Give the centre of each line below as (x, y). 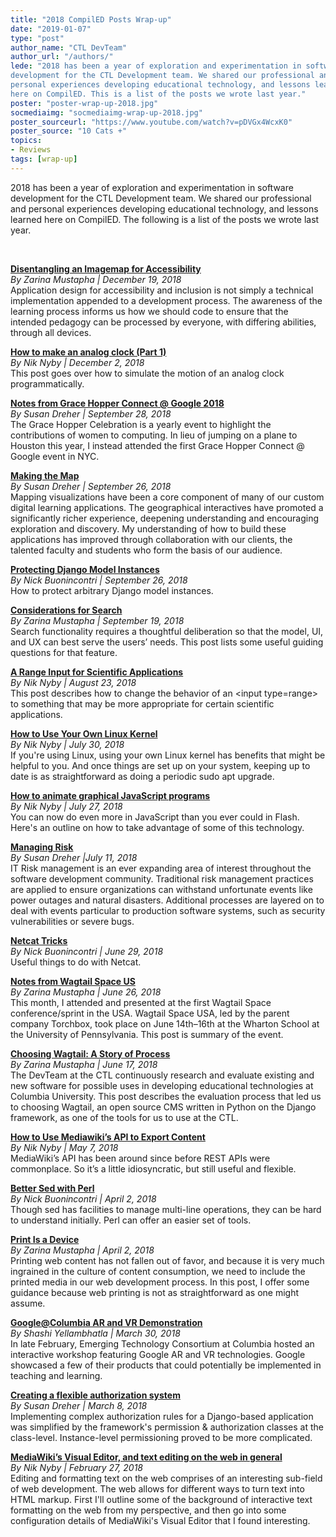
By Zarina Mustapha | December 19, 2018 (96, 279)
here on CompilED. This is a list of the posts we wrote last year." (158, 94)
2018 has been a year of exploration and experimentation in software (152, 187)
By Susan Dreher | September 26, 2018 (91, 486)
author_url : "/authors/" (62, 57)
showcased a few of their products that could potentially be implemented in (166, 1365)
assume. (28, 1303)
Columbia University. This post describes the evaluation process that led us (166, 1096)
